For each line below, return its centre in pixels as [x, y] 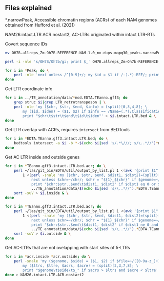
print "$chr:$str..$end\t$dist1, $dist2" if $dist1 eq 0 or [93, 184]
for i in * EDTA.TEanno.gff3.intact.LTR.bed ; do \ [57, 139]
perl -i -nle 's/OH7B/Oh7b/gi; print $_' [48, 61]
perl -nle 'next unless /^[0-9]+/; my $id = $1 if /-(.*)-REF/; [81, 75]
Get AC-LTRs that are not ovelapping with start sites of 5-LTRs [68, 248]
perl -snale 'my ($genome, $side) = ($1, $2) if [64, 261]
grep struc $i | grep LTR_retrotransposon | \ [60, 102]
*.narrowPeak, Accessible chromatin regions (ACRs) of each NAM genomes [81, 20]
